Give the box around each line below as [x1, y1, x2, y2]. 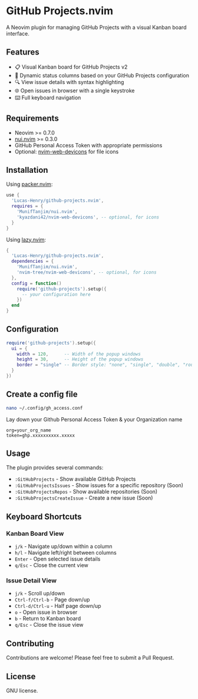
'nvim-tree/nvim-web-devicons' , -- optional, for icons [16, 269, 157, 275]
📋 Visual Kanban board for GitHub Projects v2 [14, 63, 128, 70]
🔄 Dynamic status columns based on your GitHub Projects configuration [14, 72, 190, 79]
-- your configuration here [21, 291, 91, 297]
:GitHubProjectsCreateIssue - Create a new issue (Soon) [14, 494, 153, 501]
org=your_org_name [6, 427, 51, 433]
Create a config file [6, 389, 78, 400]
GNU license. [6, 687, 38, 694]
